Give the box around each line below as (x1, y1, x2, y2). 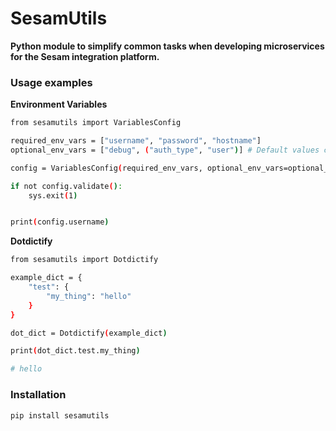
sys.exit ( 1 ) (28, 190, 78, 201)
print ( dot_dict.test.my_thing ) (10, 346, 141, 356)
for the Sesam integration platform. (10, 50, 160, 62)
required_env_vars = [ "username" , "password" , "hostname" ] (10, 136, 262, 146)
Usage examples (10, 75, 93, 89)
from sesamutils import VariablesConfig (10, 118, 182, 128)
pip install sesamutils (10, 410, 110, 421)
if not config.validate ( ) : (10, 181, 123, 191)
